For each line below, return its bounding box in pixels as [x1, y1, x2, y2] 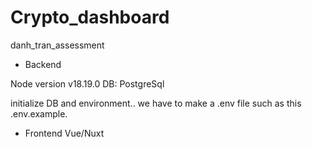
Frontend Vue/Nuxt [24, 127, 105, 139]
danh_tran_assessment [10, 39, 105, 51]
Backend [24, 58, 62, 70]
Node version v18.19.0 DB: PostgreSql [10, 77, 165, 90]
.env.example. [10, 107, 68, 120]
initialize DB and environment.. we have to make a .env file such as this [10, 97, 302, 109]
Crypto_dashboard [10, 6, 170, 29]
